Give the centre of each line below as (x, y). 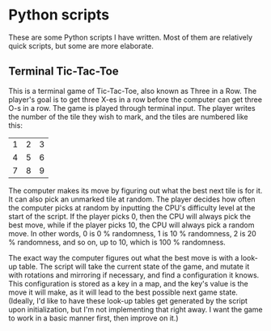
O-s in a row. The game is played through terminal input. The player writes (132, 108)
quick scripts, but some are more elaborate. (81, 45)
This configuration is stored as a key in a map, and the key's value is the (129, 283)
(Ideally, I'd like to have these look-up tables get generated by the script (128, 300)
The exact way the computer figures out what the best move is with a (124, 257)
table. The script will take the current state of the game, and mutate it (134, 266)
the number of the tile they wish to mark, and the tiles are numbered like (128, 117)
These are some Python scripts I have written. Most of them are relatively (131, 37)
